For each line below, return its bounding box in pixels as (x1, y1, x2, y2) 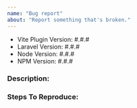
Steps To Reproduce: (7, 92, 79, 102)
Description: (7, 74, 50, 83)
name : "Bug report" (7, 10, 63, 17)
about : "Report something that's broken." (7, 16, 131, 23)
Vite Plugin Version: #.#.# (17, 35, 89, 43)
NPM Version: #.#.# (17, 57, 74, 65)
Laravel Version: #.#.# (17, 42, 81, 51)
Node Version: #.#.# (17, 49, 74, 58)
